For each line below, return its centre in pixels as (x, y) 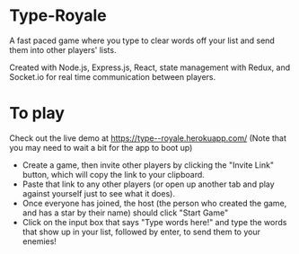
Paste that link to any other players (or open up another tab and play (149, 184)
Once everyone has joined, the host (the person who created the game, (154, 203)
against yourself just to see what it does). (98, 193)
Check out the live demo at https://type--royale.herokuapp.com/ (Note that (148, 138)
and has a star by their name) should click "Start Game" (125, 213)
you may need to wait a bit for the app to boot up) (101, 147)
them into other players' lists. (63, 49)
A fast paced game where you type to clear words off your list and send (142, 40)
